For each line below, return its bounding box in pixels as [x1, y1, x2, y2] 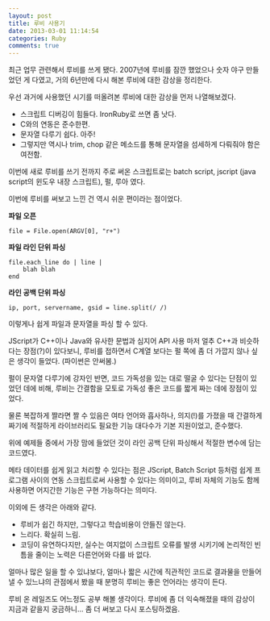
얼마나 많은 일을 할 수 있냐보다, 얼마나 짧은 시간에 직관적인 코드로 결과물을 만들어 [8, 567, 262, 577]
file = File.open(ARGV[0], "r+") [8, 227, 121, 235]
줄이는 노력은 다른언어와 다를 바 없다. [35, 550, 152, 560]
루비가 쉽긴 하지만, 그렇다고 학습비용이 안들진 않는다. [19, 519, 186, 529]
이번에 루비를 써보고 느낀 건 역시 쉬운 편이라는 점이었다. [8, 194, 183, 204]
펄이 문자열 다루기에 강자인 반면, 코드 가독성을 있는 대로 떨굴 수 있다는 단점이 [8, 373, 249, 383]
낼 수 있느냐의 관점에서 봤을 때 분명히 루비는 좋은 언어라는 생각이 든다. [8, 577, 227, 587]
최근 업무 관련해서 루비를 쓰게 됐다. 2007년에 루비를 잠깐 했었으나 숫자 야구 [8, 65, 244, 75]
